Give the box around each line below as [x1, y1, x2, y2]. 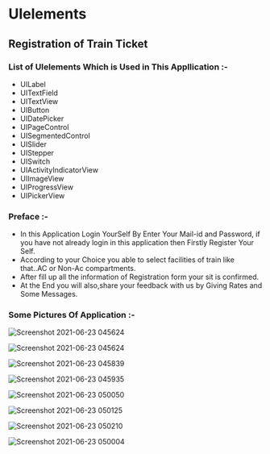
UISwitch [19, 156, 51, 166]
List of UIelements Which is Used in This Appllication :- [8, 61, 228, 73]
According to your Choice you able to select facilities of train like [19, 255, 235, 264]
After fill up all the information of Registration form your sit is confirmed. [19, 272, 260, 282]
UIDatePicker [19, 114, 64, 123]
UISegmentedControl [19, 131, 90, 140]
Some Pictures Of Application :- [8, 310, 135, 321]
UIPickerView [19, 190, 65, 200]
